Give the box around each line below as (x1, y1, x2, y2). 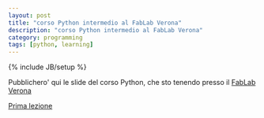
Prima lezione (8, 101, 53, 111)
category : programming (8, 33, 83, 42)
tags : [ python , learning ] (8, 41, 93, 49)
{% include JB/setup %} (8, 62, 87, 72)
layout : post (8, 11, 51, 20)
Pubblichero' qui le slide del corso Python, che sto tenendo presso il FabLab (8, 78, 256, 87)
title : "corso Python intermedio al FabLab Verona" (8, 19, 182, 27)
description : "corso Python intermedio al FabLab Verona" (8, 26, 203, 34)
